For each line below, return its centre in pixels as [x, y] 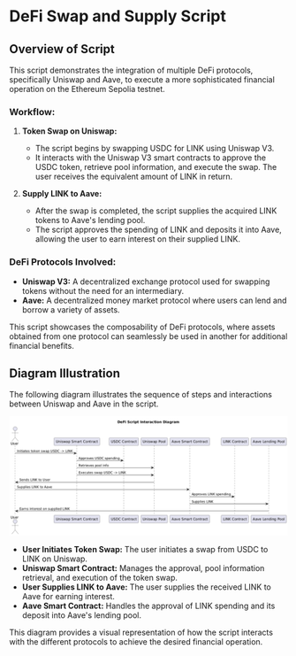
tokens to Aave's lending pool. [90, 220]
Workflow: [32, 112]
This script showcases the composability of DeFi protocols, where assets [142, 327]
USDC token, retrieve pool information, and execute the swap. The [156, 167]
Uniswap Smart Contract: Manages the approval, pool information [143, 568]
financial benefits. [42, 345]
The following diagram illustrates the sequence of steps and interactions [140, 395]
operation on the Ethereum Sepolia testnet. [87, 89]
